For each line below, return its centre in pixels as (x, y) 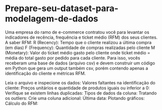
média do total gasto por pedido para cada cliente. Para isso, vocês (72, 58)
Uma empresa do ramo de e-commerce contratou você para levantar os (77, 32)
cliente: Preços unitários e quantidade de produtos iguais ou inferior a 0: (77, 88)
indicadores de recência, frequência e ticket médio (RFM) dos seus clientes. (81, 37)
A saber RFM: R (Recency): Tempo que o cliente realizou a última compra (78, 42)
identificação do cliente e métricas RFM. (45, 73)
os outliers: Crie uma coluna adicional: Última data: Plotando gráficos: (75, 98)
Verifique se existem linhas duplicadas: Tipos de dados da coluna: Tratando (81, 93)
